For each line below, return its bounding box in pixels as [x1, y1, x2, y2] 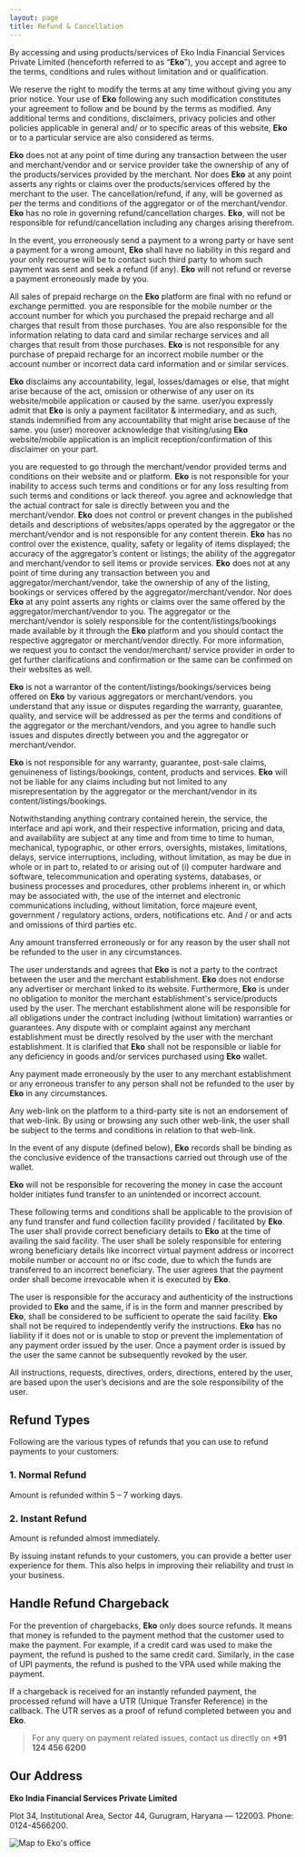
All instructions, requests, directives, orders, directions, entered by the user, [9, 1367, 293, 1378]
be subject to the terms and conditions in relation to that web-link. [9, 1124, 256, 1135]
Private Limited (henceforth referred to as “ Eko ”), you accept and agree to [9, 56, 287, 67]
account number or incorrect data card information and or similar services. [9, 358, 289, 369]
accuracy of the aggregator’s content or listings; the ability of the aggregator [9, 548, 296, 558]
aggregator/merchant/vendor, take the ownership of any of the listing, [9, 577, 271, 588]
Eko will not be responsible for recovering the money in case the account [9, 1179, 283, 1190]
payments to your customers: [9, 1446, 120, 1457]
